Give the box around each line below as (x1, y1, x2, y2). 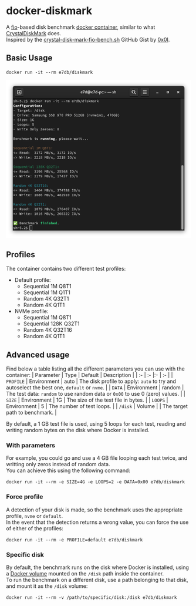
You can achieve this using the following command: (6, 467, 131, 474)
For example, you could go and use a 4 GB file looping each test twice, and (6, 455, 188, 462)
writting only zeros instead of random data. (6, 461, 110, 468)
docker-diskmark (6, 4, 93, 18)
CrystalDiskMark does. (6, 29, 62, 36)
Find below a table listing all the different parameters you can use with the (6, 365, 185, 372)
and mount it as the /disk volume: (6, 583, 88, 590)
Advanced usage (6, 349, 70, 359)
